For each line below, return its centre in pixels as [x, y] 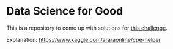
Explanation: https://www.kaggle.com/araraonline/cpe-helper [83, 39]
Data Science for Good [65, 11]
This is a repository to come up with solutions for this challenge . [87, 28]
